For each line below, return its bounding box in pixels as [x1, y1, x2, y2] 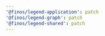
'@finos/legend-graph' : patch [5, 15, 83, 21]
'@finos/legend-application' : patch [5, 9, 99, 15]
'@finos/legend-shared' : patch [5, 20, 85, 26]
